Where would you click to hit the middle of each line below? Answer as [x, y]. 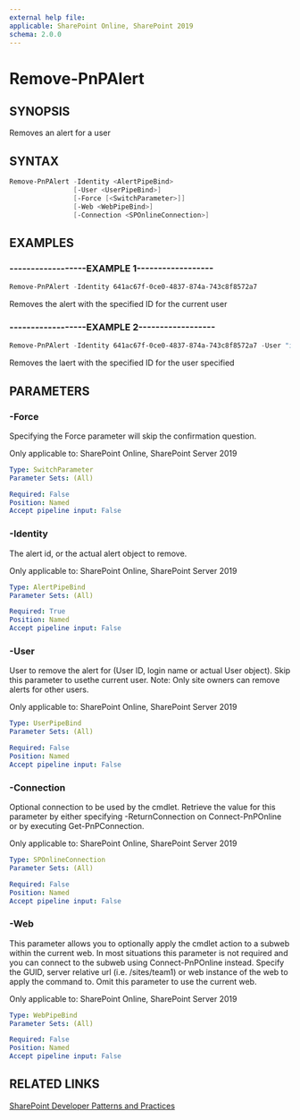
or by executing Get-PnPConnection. [77, 826]
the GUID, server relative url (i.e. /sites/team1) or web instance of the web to [149, 971]
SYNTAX [34, 161]
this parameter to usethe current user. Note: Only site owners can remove [145, 680]
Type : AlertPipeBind [48, 587]
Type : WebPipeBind [43, 1015]
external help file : [48, 17]
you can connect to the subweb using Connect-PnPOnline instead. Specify [147, 962]
